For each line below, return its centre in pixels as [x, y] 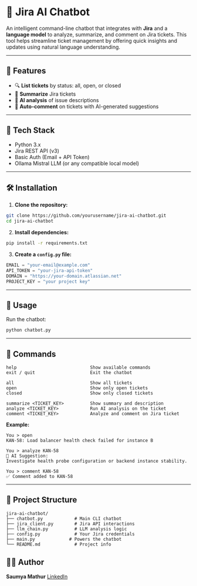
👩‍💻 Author [25, 562]
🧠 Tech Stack [30, 131]
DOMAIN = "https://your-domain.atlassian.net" [64, 276]
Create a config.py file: [43, 254]
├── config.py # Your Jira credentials [70, 534]
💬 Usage [21, 305]
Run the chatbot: [26, 319]
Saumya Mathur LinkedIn [37, 576]
